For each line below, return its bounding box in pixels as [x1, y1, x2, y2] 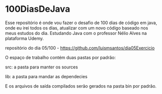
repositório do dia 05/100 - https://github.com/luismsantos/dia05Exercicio [5, 45, 155, 51]
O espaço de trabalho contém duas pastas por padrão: [5, 54, 116, 60]
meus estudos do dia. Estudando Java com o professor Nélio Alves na [5, 30, 147, 36]
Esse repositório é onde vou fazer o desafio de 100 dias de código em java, [5, 20, 157, 26]
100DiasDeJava [5, 3, 70, 15]
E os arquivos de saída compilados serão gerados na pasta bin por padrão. [5, 83, 157, 89]
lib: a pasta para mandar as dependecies [5, 73, 87, 79]
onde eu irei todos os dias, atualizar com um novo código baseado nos [5, 25, 148, 31]
